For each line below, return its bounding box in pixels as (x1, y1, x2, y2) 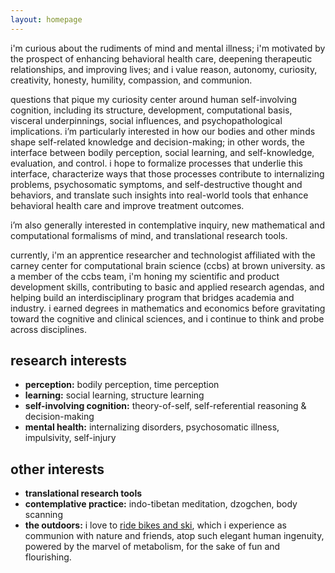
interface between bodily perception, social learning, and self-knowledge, (10, 146, 315, 158)
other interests (10, 461, 105, 478)
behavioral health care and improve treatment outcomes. (10, 199, 245, 211)
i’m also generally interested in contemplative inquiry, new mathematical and (10, 219, 325, 231)
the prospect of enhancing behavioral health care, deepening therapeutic (10, 52, 313, 65)
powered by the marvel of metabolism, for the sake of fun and (24, 541, 281, 553)
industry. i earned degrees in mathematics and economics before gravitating (10, 302, 326, 314)
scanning (24, 509, 63, 521)
